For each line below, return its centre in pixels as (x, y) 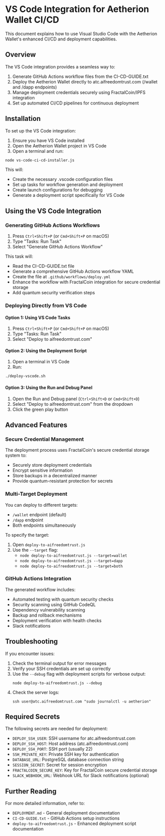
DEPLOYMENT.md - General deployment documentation (66, 813)
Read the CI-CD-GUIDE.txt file (43, 266)
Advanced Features (36, 425)
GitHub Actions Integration (38, 579)
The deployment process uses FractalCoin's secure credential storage (77, 450)
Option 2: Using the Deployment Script (46, 350)
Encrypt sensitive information (43, 470)
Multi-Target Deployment (36, 494)
